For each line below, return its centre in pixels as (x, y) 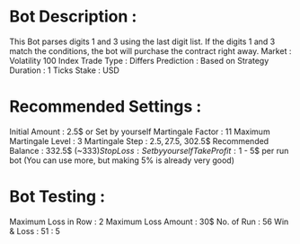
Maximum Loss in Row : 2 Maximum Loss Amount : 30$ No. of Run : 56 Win (149, 221)
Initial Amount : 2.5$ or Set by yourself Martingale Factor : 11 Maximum (140, 131)
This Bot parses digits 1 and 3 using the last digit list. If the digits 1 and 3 (142, 41)
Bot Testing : (57, 197)
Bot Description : (73, 17)
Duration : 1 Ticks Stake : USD (64, 70)
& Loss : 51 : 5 (35, 230)
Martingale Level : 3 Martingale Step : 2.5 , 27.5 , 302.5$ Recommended (139, 140)
